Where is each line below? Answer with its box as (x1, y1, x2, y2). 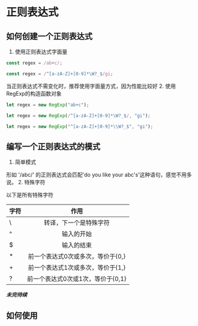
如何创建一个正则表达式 (6, 31, 92, 41)
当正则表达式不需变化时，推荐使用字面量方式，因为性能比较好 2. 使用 (6, 82, 176, 90)
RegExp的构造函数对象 (6, 90, 62, 97)
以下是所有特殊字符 (6, 191, 54, 199)
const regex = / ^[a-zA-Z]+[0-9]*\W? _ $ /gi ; (6, 71, 113, 77)
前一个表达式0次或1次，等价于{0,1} (27, 275, 127, 283)
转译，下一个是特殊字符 (44, 219, 110, 227)
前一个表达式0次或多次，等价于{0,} (27, 252, 126, 261)
